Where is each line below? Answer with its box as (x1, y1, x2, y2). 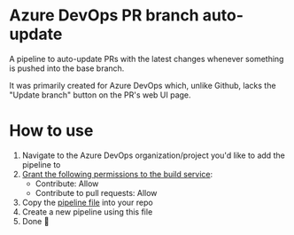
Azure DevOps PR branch (9, 5, 199, 26)
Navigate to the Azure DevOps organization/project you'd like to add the (21, 150, 285, 161)
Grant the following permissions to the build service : (21, 168, 213, 179)
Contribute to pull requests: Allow (35, 187, 158, 198)
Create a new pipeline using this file (21, 206, 153, 217)
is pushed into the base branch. (9, 63, 125, 74)
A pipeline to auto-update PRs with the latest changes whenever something (9, 53, 284, 64)
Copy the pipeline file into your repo (21, 197, 153, 208)
